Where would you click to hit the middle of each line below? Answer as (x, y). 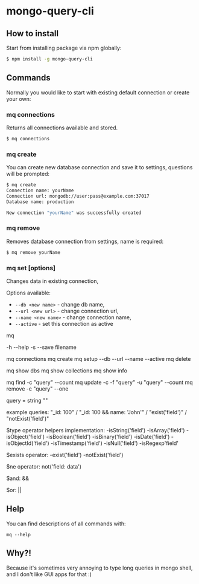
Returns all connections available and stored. (62, 128)
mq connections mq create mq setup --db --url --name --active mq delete (99, 359)
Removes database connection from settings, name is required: (85, 241)
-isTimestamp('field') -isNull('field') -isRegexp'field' (115, 443)
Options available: (29, 293)
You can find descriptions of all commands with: (66, 524)
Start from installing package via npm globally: (64, 48)
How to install (33, 34)
